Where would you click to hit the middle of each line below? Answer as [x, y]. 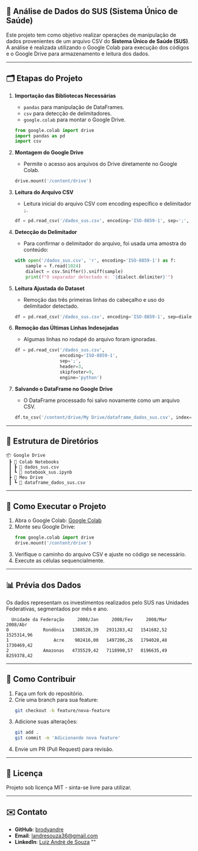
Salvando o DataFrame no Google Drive [64, 389]
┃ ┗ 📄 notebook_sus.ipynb [40, 473]
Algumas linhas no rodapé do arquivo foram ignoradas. [90, 339]
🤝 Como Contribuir [41, 679]
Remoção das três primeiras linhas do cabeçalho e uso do [94, 299]
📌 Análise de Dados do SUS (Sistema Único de [92, 11]
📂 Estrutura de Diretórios [52, 441]
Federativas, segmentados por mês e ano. [57, 609]
